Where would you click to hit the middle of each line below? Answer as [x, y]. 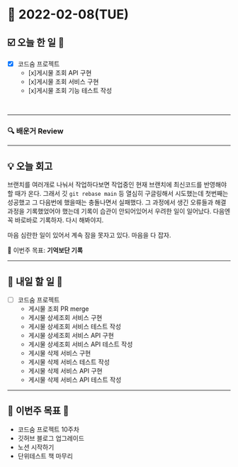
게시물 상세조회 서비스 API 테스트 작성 [80, 344]
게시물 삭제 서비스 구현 [59, 353]
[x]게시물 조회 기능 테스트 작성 [70, 91]
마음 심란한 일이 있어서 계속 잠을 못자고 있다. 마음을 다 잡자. [89, 235]
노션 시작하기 [36, 447]
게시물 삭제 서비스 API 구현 [65, 371]
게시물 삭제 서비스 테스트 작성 [69, 362]
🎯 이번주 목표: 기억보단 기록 [45, 251]
